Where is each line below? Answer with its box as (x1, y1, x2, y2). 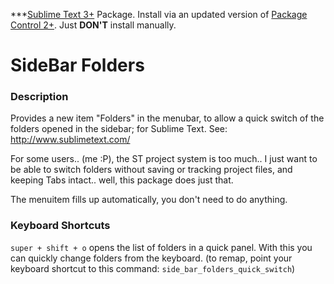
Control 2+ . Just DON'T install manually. (10, 19, 177, 31)
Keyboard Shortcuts (10, 219, 111, 233)
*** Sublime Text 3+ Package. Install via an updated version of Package (10, 9, 308, 20)
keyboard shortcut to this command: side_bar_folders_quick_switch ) (10, 262, 296, 274)
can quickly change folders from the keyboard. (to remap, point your (10, 252, 293, 264)
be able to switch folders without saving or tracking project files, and (10, 164, 293, 176)
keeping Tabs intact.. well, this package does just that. (10, 174, 234, 186)
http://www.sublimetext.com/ (10, 134, 131, 146)
